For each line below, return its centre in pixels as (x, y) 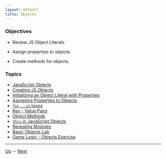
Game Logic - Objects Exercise (44, 137)
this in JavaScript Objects (39, 122)
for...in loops (27, 106)
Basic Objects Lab (31, 132)
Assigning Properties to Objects (45, 100)
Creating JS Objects (33, 90)
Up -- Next (16, 151)
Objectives (19, 32)
